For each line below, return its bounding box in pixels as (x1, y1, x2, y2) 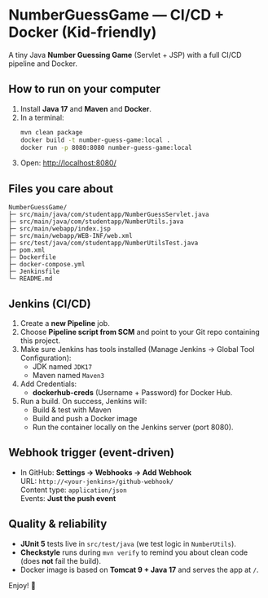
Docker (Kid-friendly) (8, 23, 157, 42)
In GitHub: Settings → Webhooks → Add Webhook (20, 467, 192, 477)
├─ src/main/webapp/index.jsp (8, 225, 112, 233)
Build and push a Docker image (32, 414, 138, 423)
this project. (20, 336, 61, 345)
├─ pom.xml (8, 246, 46, 254)
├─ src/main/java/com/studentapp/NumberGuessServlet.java (8, 210, 209, 219)
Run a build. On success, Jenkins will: (20, 397, 147, 406)
